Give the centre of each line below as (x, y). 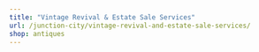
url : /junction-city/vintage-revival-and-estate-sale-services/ (130, 26)
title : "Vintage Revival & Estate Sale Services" (103, 17)
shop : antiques (37, 33)
